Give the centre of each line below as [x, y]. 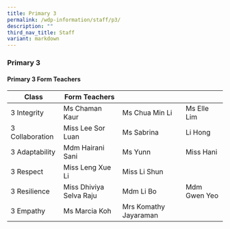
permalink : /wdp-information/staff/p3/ [64, 20]
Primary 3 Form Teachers [44, 79]
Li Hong [198, 133]
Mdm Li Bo [140, 191]
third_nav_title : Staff [41, 32]
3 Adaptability [33, 152]
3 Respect [27, 172]
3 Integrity [27, 113]
